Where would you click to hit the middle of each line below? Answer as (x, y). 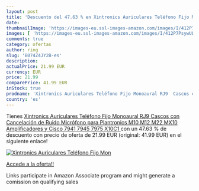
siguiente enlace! (27, 141)
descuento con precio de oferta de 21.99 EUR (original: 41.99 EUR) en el (94, 135)
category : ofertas (29, 45)
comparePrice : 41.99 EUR (37, 83)
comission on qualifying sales (42, 182)
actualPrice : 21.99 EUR (36, 66)
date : (13, 22)
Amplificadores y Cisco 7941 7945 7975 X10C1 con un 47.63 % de (86, 129)
